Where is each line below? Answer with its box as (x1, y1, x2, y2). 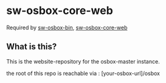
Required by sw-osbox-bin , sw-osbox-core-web (6, 24, 128, 31)
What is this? (6, 41, 57, 52)
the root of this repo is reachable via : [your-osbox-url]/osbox (6, 70, 160, 77)
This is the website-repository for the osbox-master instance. (6, 57, 160, 65)
